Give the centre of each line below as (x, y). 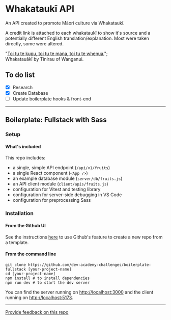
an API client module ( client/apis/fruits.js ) (60, 184)
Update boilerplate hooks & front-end (52, 99)
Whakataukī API (40, 9)
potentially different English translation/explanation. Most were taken (77, 38)
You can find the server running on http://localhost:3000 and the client (79, 292)
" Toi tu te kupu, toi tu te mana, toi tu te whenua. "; (56, 54)
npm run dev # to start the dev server (48, 283)
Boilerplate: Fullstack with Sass (56, 120)
